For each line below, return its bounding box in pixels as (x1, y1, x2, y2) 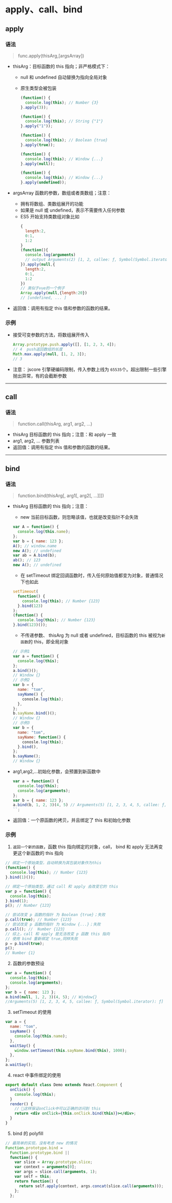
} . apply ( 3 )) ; (20, 105, 49, 110)
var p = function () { (5, 889, 52, 894)
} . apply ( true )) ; (20, 142, 55, 148)
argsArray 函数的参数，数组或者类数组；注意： (12, 190, 112, 196)
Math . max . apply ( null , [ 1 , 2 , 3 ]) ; (12, 352, 87, 357)
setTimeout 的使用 (12, 1009, 52, 1015)
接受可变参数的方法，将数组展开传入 (12, 332, 90, 338)
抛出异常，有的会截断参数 (12, 373, 67, 379)
